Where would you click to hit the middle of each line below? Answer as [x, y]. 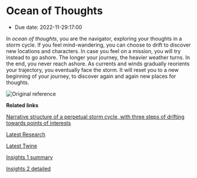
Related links [22, 105]
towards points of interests [39, 123]
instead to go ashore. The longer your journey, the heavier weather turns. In [98, 57]
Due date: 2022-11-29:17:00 [48, 27]
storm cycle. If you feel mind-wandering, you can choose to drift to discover [98, 45]
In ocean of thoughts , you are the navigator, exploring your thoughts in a [94, 38]
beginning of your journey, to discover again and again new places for [91, 76]
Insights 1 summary [29, 157]
